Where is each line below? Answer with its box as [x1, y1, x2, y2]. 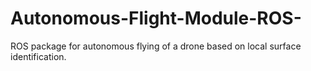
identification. [10, 50, 67, 62]
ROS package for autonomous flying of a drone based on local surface [10, 40, 302, 52]
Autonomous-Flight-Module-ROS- [10, 7, 302, 30]
